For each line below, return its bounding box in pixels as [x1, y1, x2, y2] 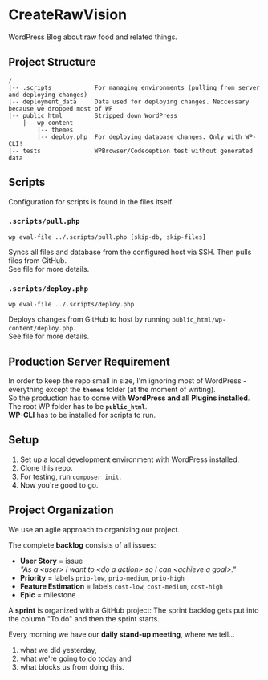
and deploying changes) [8, 91, 88, 99]
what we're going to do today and [19, 654, 132, 663]
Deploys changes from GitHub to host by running [8, 314, 171, 324]
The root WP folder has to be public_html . [8, 401, 148, 411]
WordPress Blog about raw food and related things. [8, 32, 178, 42]
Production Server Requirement [8, 354, 170, 368]
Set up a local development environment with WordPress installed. [19, 455, 240, 464]
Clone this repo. [19, 463, 73, 472]
